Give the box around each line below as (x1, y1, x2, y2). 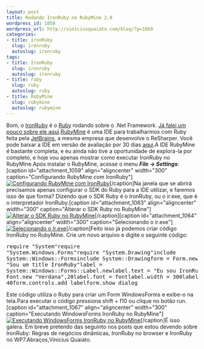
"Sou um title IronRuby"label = (6, 261, 103, 268)
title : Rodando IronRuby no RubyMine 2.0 (6, 15, 113, 21)
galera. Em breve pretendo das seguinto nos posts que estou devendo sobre (6, 323, 198, 330)
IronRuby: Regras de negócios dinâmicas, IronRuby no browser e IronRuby (6, 329, 192, 337)
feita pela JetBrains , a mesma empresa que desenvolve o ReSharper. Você (6, 134, 193, 141)
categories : (6, 32, 36, 38)
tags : (6, 54, 20, 60)
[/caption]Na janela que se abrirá (109, 180, 192, 187)
